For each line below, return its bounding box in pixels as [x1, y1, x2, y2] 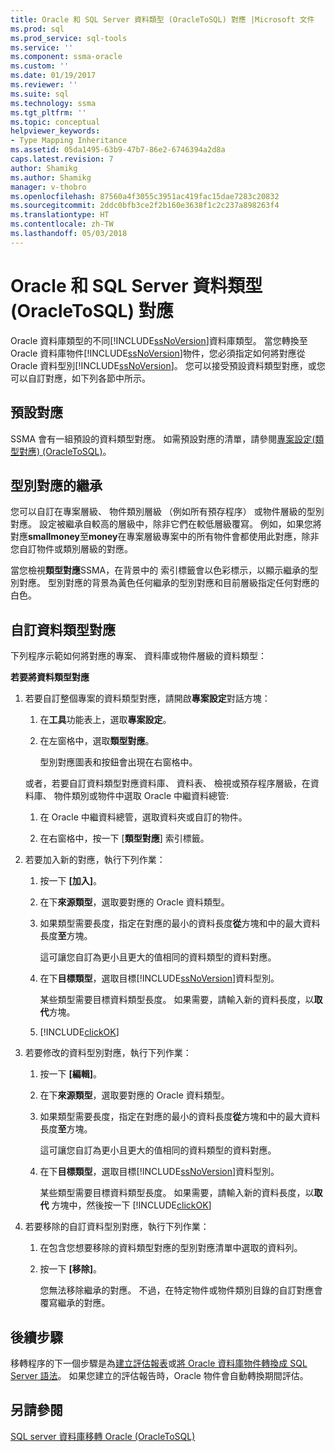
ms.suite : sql [10, 89, 70, 99]
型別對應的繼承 [10, 477, 103, 494]
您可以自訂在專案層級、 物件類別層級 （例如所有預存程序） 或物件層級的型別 [10, 506, 325, 518]
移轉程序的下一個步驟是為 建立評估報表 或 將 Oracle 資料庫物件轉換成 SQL [10, 1357, 308, 1369]
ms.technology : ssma [10, 98, 97, 108]
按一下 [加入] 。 [39, 875, 103, 887]
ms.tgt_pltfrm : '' [10, 107, 87, 118]
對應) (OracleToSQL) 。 [18, 445, 112, 457]
